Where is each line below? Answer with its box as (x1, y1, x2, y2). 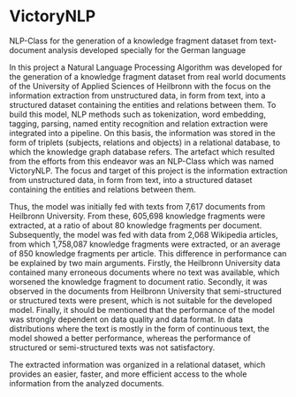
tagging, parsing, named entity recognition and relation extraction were (9, 118, 269, 129)
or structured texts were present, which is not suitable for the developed (9, 294, 272, 306)
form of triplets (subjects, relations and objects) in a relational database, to (9, 137, 281, 148)
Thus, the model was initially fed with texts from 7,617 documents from (9, 201, 266, 211)
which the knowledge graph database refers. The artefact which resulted (9, 146, 276, 157)
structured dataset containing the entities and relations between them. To (9, 99, 277, 110)
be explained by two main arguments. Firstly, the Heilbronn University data (9, 257, 281, 268)
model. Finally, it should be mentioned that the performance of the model (9, 304, 276, 315)
